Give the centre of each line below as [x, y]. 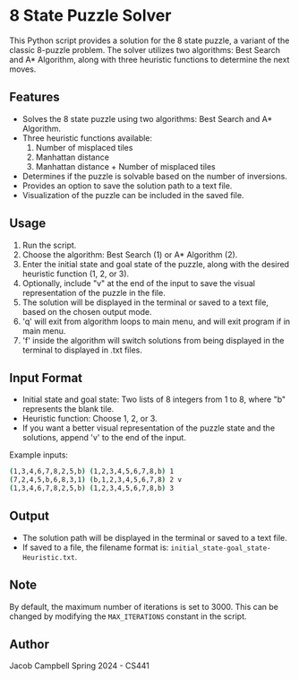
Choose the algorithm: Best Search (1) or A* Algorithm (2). [130, 254]
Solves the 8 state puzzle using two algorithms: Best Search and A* [147, 118]
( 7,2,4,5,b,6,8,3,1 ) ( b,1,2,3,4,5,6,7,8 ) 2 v [95, 480]
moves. [23, 69]
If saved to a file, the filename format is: [95, 547]
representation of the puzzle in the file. [94, 292]
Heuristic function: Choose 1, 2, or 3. [90, 419]
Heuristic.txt [48, 557]
